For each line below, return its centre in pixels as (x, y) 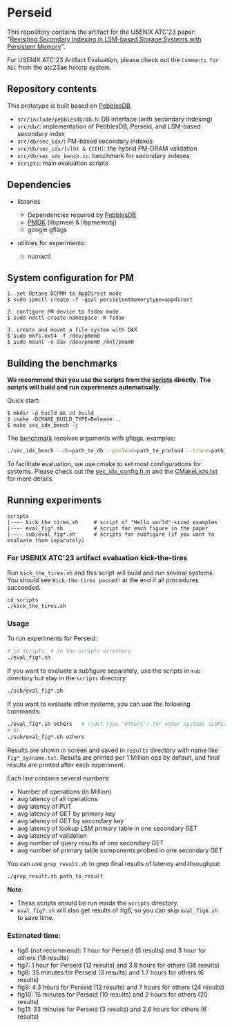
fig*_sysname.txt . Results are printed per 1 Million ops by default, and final (113, 757)
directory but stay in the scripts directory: (67, 678)
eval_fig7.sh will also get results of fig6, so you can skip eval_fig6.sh (117, 910)
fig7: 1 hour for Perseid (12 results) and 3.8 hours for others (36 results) (118, 965)
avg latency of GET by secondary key (70, 820)
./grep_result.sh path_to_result (55, 876)
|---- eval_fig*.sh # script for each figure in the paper (108, 528)
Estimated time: (34, 935)
